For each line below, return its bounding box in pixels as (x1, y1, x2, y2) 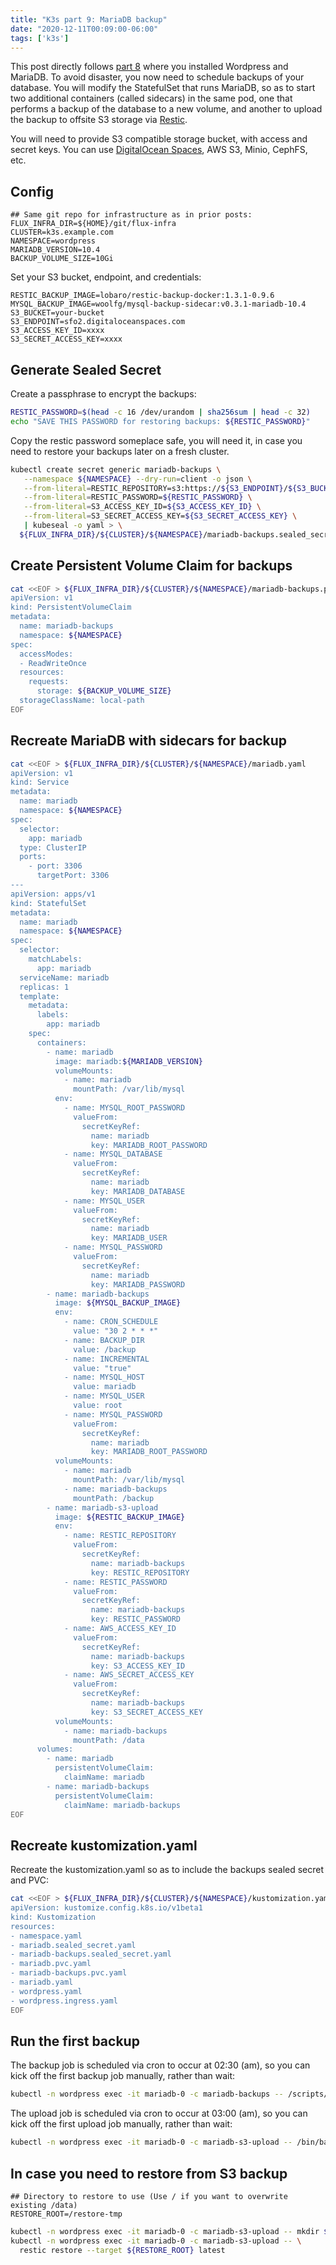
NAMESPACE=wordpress (10, 236, 97, 246)
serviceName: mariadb (19, 972, 110, 983)
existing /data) (10, 2200, 78, 2210)
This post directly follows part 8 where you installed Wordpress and (10, 61, 289, 73)
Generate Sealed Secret (10, 361, 162, 378)
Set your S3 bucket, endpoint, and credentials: (10, 271, 202, 283)
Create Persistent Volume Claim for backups (10, 557, 293, 575)
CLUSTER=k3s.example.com (10, 227, 114, 238)
